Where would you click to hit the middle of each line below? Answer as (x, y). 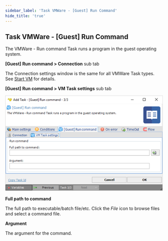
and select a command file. (33, 214)
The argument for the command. (39, 233)
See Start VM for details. (30, 79)
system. (13, 54)
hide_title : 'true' (25, 16)
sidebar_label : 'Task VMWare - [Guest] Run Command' (61, 11)
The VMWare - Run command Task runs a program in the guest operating (81, 49)
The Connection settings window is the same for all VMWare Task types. (80, 74)
